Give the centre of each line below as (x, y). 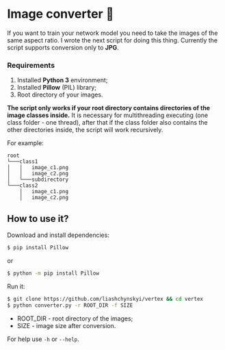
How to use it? (38, 218)
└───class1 (23, 162)
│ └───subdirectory (38, 180)
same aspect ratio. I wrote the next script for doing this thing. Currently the (112, 40)
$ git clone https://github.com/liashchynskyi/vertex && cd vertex (105, 299)
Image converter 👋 (61, 14)
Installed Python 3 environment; (62, 80)
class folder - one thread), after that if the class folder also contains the (108, 123)
